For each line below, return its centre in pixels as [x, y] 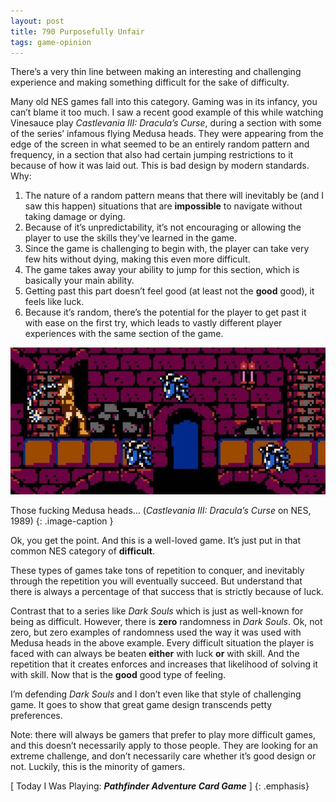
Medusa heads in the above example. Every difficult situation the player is [162, 643]
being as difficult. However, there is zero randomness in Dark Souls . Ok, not [166, 622]
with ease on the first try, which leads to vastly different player [153, 323]
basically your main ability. [79, 281]
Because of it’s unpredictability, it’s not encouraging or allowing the [163, 227]
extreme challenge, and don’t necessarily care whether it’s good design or [163, 756]
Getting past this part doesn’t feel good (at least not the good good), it [169, 291]
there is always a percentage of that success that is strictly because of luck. [167, 592]
